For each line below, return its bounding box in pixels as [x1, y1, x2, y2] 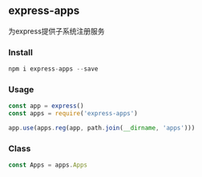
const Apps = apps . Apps [8, 161, 88, 169]
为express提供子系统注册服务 [8, 26, 106, 36]
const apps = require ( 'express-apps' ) [8, 110, 138, 118]
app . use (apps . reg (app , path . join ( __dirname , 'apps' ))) [8, 124, 196, 132]
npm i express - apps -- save [8, 65, 99, 73]
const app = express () [8, 102, 84, 111]
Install [8, 46, 34, 58]
